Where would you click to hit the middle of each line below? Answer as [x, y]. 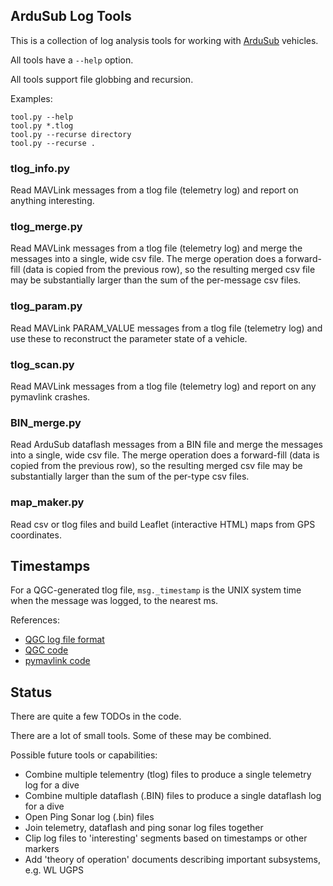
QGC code [46, 650]
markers [42, 849]
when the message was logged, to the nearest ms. [114, 601]
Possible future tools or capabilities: [84, 755]
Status [31, 692]
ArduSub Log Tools [71, 16]
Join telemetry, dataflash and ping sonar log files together [144, 828]
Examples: [31, 98]
